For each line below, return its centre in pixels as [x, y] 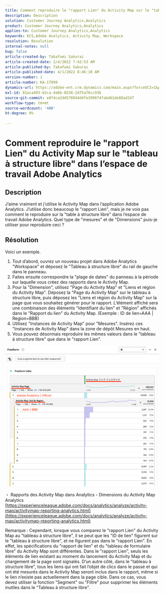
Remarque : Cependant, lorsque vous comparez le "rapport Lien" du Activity [82, 531]
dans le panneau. [30, 271]
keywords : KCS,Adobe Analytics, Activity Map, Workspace [64, 36]
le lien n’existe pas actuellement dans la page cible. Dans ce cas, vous [76, 577]
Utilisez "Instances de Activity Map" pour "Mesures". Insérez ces [77, 323]
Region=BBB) [26, 318]
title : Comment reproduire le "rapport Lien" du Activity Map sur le [77, 10]
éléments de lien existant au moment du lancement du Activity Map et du [79, 556]
